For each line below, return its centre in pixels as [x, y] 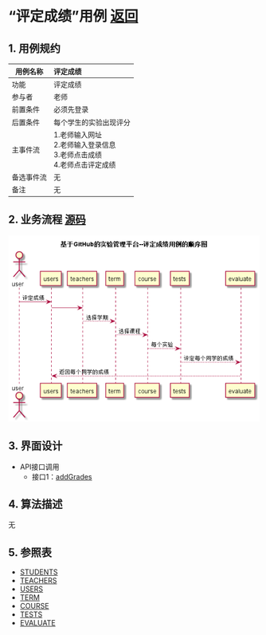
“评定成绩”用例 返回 [73, 16]
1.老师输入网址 [78, 134]
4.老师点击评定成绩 [85, 164]
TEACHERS [38, 581]
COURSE [34, 606]
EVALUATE [37, 623]
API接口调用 [39, 467]
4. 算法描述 [35, 504]
